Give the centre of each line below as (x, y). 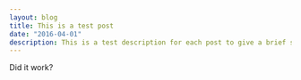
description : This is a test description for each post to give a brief (148, 42)
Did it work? (31, 68)
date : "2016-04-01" (46, 34)
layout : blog (34, 17)
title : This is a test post (62, 26)
